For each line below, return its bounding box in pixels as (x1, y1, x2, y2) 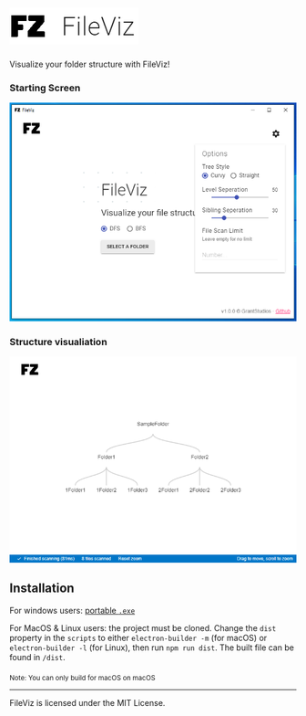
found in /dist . (9, 651, 66, 662)
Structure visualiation (9, 335, 107, 348)
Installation (9, 581, 75, 596)
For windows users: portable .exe (9, 605, 136, 616)
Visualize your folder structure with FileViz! (9, 58, 170, 69)
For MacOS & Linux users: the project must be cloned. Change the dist (9, 622, 277, 633)
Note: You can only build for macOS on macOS (9, 673, 156, 682)
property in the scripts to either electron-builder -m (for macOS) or (9, 632, 268, 643)
